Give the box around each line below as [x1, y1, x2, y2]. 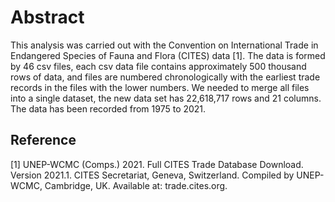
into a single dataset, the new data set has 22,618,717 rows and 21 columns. [10, 92, 322, 104]
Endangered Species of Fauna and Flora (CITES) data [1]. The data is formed [10, 49, 326, 61]
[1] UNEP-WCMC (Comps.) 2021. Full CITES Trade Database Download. [10, 158, 304, 170]
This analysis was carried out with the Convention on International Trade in [10, 39, 319, 51]
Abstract [10, 6, 85, 29]
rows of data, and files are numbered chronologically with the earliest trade [10, 71, 321, 83]
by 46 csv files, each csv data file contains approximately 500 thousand [10, 60, 307, 72]
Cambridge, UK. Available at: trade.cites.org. [44, 179, 228, 191]
